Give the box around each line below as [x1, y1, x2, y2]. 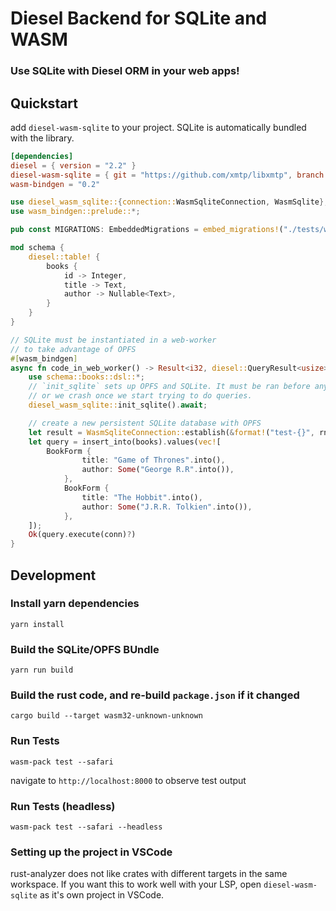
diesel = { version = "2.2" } [10, 160, 137, 171]
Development [10, 567, 97, 584]
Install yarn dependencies [10, 597, 140, 611]
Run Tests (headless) [10, 799, 116, 813]
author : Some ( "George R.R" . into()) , [81, 465, 235, 475]
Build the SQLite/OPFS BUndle [10, 642, 160, 656]
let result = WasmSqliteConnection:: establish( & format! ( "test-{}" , [28, 427, 315, 437]
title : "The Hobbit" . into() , [81, 492, 203, 502]
